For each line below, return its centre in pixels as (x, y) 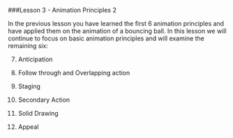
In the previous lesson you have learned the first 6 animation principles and (116, 23)
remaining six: (28, 46)
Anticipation (35, 59)
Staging (29, 86)
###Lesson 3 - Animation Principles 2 (62, 10)
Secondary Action (44, 100)
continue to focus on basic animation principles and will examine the (106, 38)
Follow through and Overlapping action (74, 73)
